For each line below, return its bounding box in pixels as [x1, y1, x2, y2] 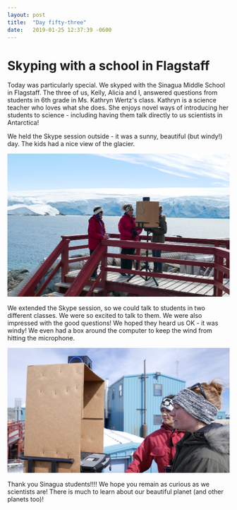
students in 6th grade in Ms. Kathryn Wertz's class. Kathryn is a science [7, 96, 217, 105]
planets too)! [7, 494, 44, 503]
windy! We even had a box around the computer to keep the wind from [7, 326, 213, 335]
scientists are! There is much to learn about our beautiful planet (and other [7, 487, 224, 496]
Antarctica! [7, 119, 39, 127]
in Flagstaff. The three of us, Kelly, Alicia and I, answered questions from [7, 88, 218, 97]
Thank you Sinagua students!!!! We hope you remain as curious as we [7, 480, 210, 488]
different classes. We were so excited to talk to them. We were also [7, 311, 202, 319]
